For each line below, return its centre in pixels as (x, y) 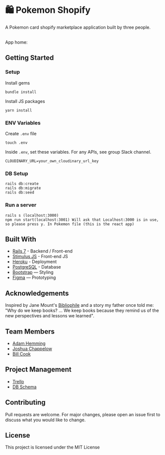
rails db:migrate (23, 188)
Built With (21, 239)
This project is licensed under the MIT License (53, 447)
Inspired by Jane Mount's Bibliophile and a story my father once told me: (80, 305)
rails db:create (22, 184)
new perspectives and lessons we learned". (50, 316)
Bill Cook (21, 354)
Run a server (21, 205)
